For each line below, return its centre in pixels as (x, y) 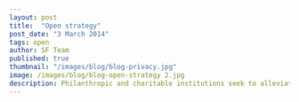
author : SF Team (39, 51)
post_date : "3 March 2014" (59, 34)
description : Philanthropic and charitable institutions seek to (133, 83)
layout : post (33, 17)
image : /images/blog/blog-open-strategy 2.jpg (97, 75)
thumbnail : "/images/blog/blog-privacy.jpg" (93, 67)
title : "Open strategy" (55, 26)
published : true (39, 59)
